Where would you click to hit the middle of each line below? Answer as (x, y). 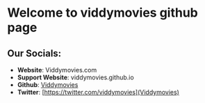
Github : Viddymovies (48, 85)
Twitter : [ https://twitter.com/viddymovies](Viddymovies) (98, 92)
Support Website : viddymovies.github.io (75, 77)
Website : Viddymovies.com (57, 70)
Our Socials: (34, 53)
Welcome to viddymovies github (102, 13)
